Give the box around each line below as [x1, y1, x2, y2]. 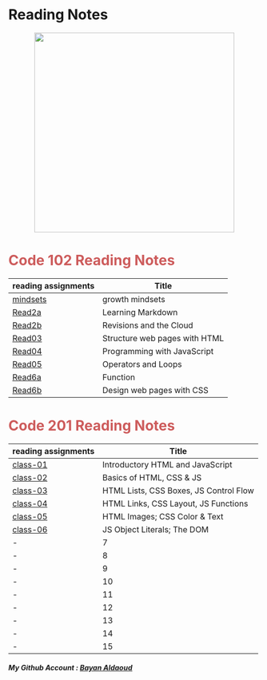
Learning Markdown [102, 306, 178, 317]
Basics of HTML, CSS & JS [102, 471, 202, 483]
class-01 [12, 459, 48, 470]
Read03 [12, 332, 42, 344]
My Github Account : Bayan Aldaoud [8, 663, 133, 673]
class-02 [12, 471, 48, 483]
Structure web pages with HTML [102, 332, 225, 344]
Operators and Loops [102, 358, 182, 369]
